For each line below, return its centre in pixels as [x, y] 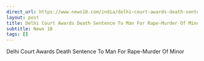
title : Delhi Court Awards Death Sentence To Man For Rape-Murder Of [96, 23]
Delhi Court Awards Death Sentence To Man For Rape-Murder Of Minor [95, 51]
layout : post [23, 18]
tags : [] [17, 34]
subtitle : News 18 [29, 29]
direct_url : [21, 12]
